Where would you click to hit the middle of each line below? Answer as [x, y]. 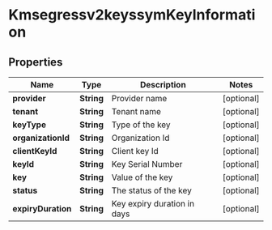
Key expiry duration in [153, 204]
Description [163, 85]
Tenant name [136, 111]
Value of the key [142, 177]
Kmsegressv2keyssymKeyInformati [132, 15]
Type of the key [141, 125]
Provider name [139, 98]
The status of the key [151, 190]
